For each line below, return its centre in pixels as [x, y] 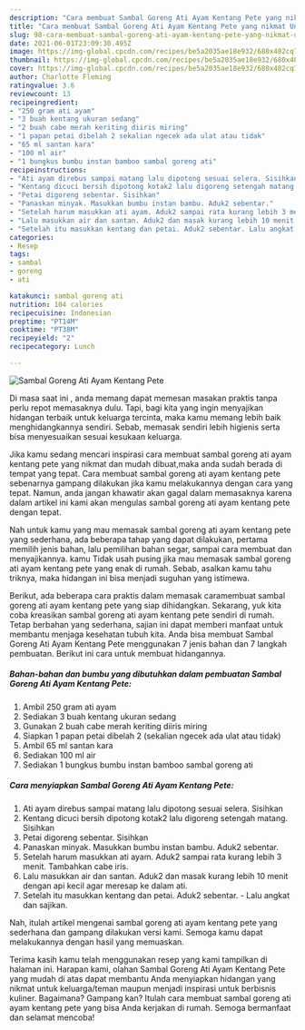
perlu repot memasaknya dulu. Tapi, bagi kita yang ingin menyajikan [137, 407]
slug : [20, 35]
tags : [20, 254]
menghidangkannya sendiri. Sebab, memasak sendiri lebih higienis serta [145, 427]
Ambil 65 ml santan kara [68, 745]
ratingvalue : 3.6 [42, 85]
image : [22, 52]
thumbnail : [30, 60]
